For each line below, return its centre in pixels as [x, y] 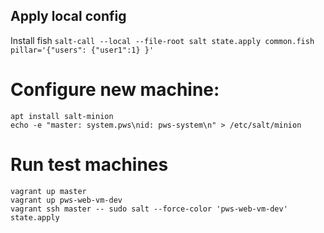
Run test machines [89, 164]
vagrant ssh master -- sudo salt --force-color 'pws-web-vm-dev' [149, 209]
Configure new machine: [115, 90]
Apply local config [68, 16]
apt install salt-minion [62, 116]
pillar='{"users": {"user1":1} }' [82, 50]
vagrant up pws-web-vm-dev [66, 200]
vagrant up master [48, 191]
